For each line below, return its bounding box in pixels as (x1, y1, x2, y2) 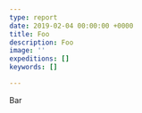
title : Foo (9, 29, 50, 38)
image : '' (9, 46, 46, 55)
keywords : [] (9, 63, 58, 72)
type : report (9, 12, 58, 22)
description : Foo (9, 37, 74, 47)
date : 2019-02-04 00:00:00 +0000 (9, 21, 134, 30)
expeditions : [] (9, 54, 70, 63)
